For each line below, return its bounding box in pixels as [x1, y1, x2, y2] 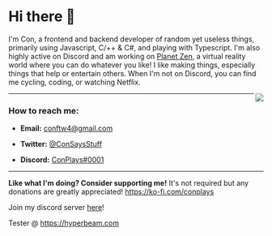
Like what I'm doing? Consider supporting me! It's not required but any [8, 178, 249, 188]
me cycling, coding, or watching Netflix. [8, 77, 141, 87]
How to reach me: [8, 105, 79, 116]
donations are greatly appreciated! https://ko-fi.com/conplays [8, 187, 215, 197]
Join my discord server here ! [8, 203, 104, 212]
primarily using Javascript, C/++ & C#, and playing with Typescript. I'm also [8, 42, 261, 52]
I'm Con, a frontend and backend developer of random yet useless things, [8, 34, 255, 44]
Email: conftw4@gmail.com [19, 123, 113, 133]
